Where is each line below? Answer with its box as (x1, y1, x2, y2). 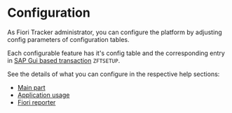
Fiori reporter (17, 98, 56, 106)
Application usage (17, 91, 70, 99)
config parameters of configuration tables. (7, 35, 130, 43)
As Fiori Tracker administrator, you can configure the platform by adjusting (7, 28, 222, 36)
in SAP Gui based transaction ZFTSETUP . (7, 56, 121, 64)
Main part (17, 83, 46, 91)
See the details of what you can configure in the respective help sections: (7, 70, 220, 78)
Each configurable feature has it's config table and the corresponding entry (7, 49, 226, 57)
